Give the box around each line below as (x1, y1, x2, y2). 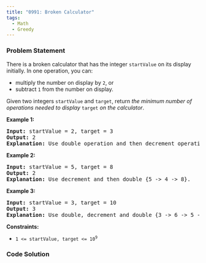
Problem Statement (6, 47, 66, 55)
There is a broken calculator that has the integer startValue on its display (6, 60, 191, 68)
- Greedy (12, 26, 34, 33)
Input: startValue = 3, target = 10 (6, 199, 116, 206)
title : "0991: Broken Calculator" (6, 9, 95, 15)
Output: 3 (6, 205, 36, 212)
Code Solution (6, 250, 50, 259)
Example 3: (6, 187, 36, 194)
